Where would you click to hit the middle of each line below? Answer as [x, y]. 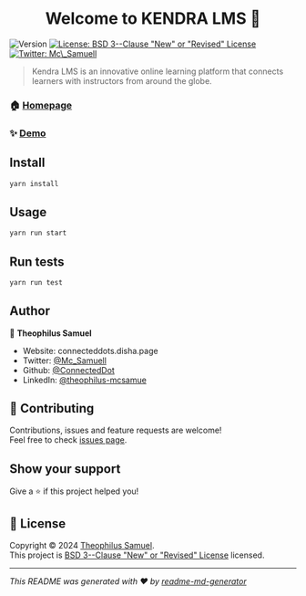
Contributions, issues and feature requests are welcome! [116, 430]
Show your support [65, 469]
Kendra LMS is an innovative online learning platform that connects [158, 71]
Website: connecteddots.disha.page [90, 350]
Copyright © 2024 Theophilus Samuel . [82, 546]
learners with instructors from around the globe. [122, 80]
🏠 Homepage [41, 105]
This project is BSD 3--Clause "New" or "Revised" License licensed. [137, 555]
